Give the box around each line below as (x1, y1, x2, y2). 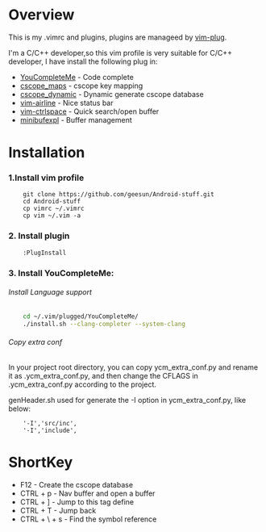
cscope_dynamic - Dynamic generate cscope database (19, 89, 204, 98)
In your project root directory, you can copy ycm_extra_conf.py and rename (8, 362, 259, 372)
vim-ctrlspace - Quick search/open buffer (19, 107, 160, 116)
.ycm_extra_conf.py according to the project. (8, 379, 157, 389)
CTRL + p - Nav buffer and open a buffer (19, 488, 156, 498)
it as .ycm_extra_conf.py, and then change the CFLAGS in (8, 371, 199, 380)
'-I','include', (23, 426, 78, 434)
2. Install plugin (8, 230, 70, 241)
